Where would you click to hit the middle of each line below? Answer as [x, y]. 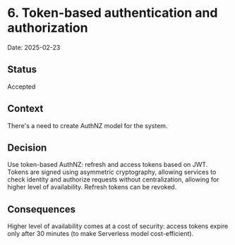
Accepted [22, 87]
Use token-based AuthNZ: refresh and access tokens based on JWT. [108, 165]
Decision [27, 147]
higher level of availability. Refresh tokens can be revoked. [92, 187]
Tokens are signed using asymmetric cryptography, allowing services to [112, 172]
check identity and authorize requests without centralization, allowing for [113, 180]
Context [25, 109]
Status [22, 69]
